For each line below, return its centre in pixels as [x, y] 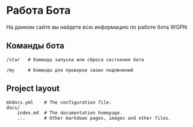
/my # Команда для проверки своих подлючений [70, 70]
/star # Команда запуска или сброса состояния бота [75, 60]
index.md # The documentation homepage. [70, 113]
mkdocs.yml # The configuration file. [59, 102]
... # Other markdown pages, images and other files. [94, 118]
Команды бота [35, 46]
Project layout [33, 88]
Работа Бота [39, 10]
